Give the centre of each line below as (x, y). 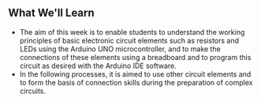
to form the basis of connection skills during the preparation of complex (136, 82)
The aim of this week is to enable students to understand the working (132, 32)
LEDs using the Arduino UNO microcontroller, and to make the (120, 49)
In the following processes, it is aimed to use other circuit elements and (135, 74)
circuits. (32, 91)
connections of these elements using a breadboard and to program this (135, 57)
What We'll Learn (51, 13)
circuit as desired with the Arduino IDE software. (98, 66)
